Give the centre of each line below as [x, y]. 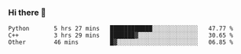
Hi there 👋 [27, 13]
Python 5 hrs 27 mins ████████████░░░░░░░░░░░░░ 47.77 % [121, 29]
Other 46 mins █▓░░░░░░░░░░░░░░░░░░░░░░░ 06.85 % [121, 42]
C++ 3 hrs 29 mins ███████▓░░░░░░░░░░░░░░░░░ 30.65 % [121, 36]
